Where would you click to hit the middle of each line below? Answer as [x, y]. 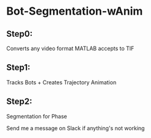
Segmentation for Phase [37, 116]
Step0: [20, 34]
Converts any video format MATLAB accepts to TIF [70, 48]
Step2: [19, 102]
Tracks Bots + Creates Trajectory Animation [61, 82]
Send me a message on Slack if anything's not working [75, 128]
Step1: [18, 67]
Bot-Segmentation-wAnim [75, 11]
